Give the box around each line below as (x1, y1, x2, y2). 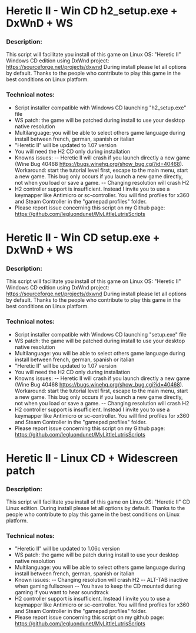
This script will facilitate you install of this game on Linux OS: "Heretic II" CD (6, 498, 190, 505)
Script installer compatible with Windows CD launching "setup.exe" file (14, 331, 187, 338)
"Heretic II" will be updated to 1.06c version (14, 545, 120, 552)
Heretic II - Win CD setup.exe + (6, 231, 160, 244)
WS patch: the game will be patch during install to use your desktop (14, 551, 179, 558)
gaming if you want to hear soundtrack (14, 589, 109, 596)
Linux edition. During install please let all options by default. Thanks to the (6, 505, 185, 512)
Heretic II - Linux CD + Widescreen (6, 451, 178, 465)
